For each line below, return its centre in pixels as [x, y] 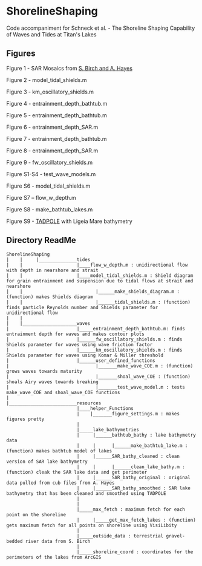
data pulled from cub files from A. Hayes [60, 483]
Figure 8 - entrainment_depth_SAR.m [52, 151]
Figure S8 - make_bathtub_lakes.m [50, 209]
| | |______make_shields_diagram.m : [93, 292]
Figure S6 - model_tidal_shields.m [48, 186]
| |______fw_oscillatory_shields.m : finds [94, 339]
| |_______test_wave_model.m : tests [96, 387]
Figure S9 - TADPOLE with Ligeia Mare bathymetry [70, 221]
